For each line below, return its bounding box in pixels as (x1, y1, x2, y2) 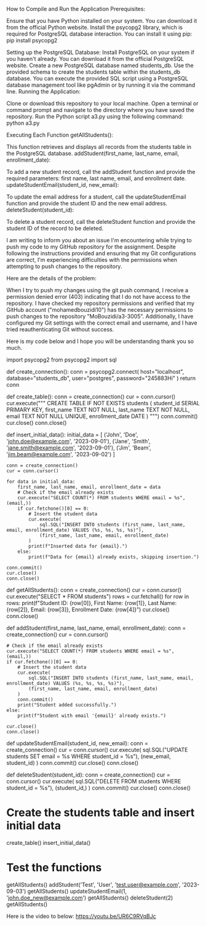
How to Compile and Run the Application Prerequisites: (6, 6, 146, 12)
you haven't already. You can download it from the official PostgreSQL (6, 55, 184, 62)
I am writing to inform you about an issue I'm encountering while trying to (6, 237, 192, 243)
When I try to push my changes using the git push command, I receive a (6, 287, 189, 294)
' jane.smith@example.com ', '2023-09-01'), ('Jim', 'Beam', (6, 444, 152, 451)
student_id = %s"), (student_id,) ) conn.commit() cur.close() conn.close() (6, 784, 191, 791)
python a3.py (6, 119, 40, 127)
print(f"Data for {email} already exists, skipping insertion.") (28, 554, 200, 560)
